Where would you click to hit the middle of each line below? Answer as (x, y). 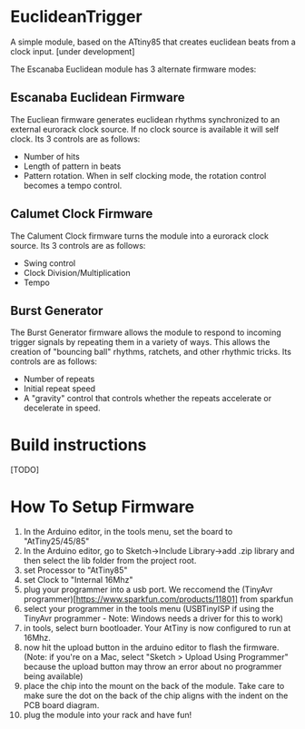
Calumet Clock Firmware (82, 214)
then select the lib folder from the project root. (110, 561)
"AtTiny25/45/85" (56, 541)
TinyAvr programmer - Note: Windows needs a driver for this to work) (153, 618)
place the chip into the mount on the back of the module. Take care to (154, 686)
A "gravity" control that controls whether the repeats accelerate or (147, 399)
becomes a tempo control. (73, 185)
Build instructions (79, 444)
